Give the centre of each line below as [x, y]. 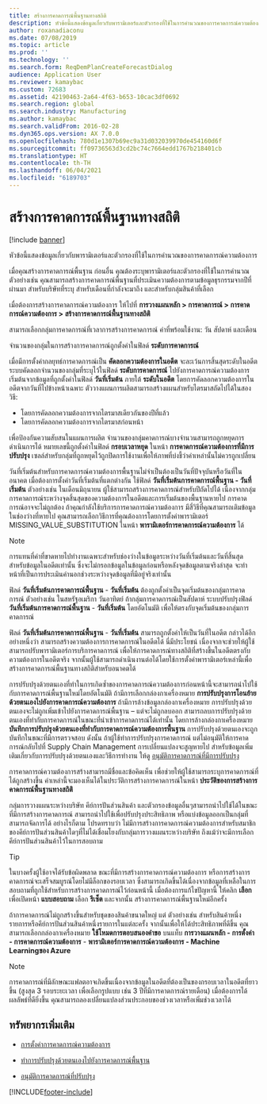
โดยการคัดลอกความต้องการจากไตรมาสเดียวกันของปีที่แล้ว [95, 413]
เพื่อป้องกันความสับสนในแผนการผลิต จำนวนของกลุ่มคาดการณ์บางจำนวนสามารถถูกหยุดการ [127, 437]
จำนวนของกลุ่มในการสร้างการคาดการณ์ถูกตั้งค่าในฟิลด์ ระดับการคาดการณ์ [104, 345]
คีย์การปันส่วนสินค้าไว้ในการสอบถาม [56, 841]
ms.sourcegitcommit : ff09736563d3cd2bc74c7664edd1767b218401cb [116, 148]
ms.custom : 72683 [38, 89]
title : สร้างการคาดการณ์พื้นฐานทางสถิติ [58, 15]
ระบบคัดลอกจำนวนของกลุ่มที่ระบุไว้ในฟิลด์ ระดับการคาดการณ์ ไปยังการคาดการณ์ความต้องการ [130, 370]
